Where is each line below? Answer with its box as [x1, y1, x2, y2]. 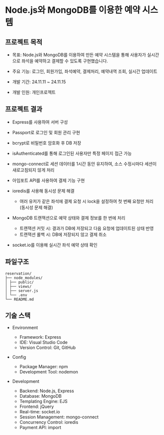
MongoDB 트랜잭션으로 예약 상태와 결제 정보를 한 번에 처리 [12, 215, 126, 221]
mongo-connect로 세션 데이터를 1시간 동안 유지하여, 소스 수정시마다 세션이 [12, 161, 157, 167]
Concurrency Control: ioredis [19, 419, 79, 425]
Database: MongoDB [19, 393, 62, 399]
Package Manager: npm [19, 364, 68, 370]
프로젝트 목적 [5, 38, 43, 46]
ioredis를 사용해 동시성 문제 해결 [12, 188, 75, 194]
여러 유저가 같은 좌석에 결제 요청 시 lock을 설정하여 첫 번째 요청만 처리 [19, 198, 154, 204]
